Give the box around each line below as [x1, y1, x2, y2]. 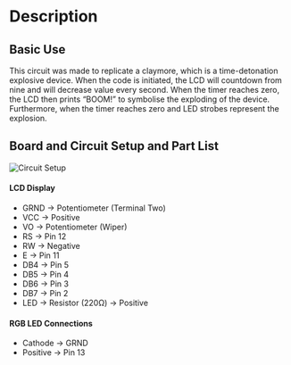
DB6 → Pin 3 [21, 278, 70, 289]
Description [9, 6, 98, 27]
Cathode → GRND [21, 337, 89, 349]
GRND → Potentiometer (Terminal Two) [21, 203, 167, 213]
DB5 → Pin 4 [21, 270, 70, 280]
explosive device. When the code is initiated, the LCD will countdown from [9, 75, 283, 86]
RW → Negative [21, 241, 80, 252]
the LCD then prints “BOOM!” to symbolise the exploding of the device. [9, 94, 270, 104]
